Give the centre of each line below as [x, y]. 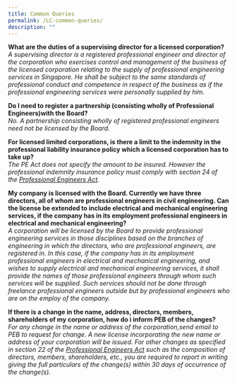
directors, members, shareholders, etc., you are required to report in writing [118, 357]
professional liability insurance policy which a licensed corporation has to [118, 150]
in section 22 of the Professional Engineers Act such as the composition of [117, 350]
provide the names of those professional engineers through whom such [112, 276]
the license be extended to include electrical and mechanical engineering [118, 208]
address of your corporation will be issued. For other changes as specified [117, 342]
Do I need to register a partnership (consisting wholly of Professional [111, 106]
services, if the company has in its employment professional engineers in [118, 216]
